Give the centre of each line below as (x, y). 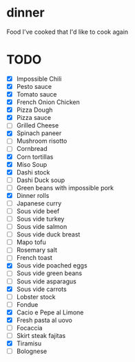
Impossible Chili (39, 79)
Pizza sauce (34, 118)
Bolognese (32, 351)
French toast (34, 258)
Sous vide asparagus (46, 281)
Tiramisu (29, 343)
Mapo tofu (31, 242)
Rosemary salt (37, 250)
